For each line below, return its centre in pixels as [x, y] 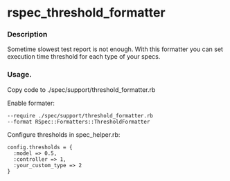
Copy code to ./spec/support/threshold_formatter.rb [81, 89]
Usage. [20, 75]
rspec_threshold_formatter [86, 13]
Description [27, 35]
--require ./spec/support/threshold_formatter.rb [80, 115]
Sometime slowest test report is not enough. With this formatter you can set [115, 49]
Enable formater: [31, 103]
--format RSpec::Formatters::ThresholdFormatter [79, 122]
